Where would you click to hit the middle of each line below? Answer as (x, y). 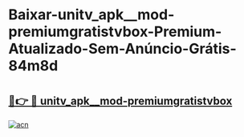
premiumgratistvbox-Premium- (115, 32)
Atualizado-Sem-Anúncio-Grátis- (122, 49)
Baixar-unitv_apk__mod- (91, 15)
